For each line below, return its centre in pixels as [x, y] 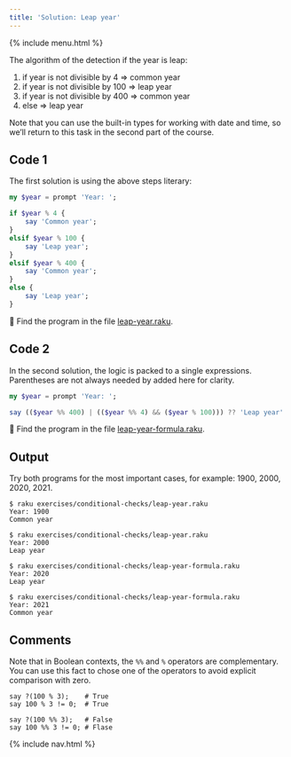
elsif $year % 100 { [47, 238]
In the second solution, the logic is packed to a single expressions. [130, 370]
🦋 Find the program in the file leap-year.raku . [91, 321]
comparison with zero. [50, 680]
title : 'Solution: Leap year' [65, 17]
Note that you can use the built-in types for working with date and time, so [145, 122]
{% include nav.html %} [52, 744]
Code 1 [28, 160]
